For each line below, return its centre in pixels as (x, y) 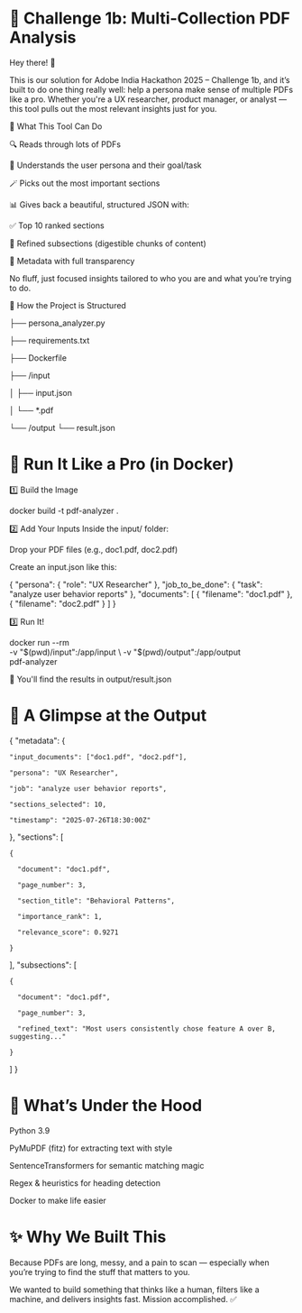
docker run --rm (40, 642)
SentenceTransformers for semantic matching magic (107, 1165)
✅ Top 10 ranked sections (57, 225)
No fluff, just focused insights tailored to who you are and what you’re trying (151, 278)
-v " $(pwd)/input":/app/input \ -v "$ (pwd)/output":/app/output (125, 652)
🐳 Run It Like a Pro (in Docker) (122, 464)
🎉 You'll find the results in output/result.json (91, 679)
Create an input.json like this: (63, 566)
